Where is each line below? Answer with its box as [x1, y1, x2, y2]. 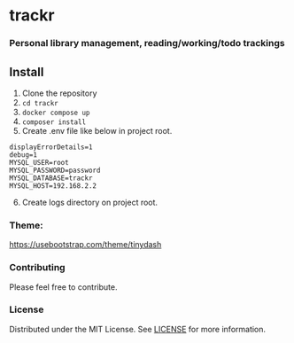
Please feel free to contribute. [9, 281, 118, 292]
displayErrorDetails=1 [9, 143, 93, 152]
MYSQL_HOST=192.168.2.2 [9, 181, 97, 191]
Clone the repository [21, 88, 97, 98]
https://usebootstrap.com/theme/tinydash [9, 239, 162, 250]
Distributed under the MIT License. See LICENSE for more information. [9, 324, 267, 334]
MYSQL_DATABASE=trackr [9, 174, 93, 183]
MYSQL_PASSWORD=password [9, 166, 101, 175]
